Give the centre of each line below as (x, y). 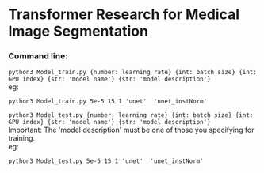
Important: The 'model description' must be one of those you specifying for (131, 130)
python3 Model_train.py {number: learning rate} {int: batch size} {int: (133, 73)
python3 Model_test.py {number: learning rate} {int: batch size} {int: (131, 115)
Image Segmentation (78, 31)
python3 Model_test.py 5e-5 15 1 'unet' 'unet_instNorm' (106, 161)
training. (22, 138)
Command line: (38, 56)
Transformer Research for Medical (124, 15)
